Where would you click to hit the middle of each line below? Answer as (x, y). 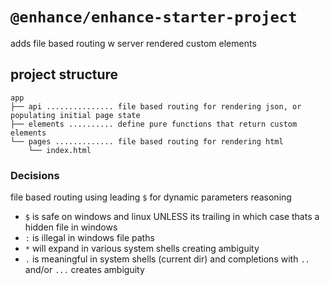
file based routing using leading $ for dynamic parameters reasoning (151, 197)
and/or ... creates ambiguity (84, 270)
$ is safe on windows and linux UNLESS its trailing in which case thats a (172, 217)
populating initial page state (75, 115)
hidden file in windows (71, 227)
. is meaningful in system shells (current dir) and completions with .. (167, 259)
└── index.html (60, 150)
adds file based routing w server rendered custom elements (133, 43)
